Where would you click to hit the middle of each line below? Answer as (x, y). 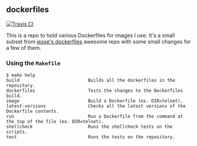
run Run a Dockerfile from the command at (95, 117)
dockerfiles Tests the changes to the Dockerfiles (95, 91)
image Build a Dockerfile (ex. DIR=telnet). (95, 101)
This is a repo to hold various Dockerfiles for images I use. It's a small (91, 35)
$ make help (21, 75)
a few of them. (24, 48)
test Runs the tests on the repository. (91, 137)
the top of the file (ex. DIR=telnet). (55, 122)
